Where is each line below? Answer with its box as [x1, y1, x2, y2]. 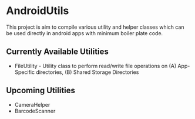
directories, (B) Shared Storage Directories [36, 69, 139, 76]
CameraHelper [14, 101, 51, 108]
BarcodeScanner [14, 107, 56, 114]
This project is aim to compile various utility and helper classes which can [6, 23, 184, 30]
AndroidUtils [6, 4, 69, 18]
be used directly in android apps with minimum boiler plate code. [6, 29, 163, 36]
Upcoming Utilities [6, 86, 75, 96]
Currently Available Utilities [6, 47, 109, 57]
